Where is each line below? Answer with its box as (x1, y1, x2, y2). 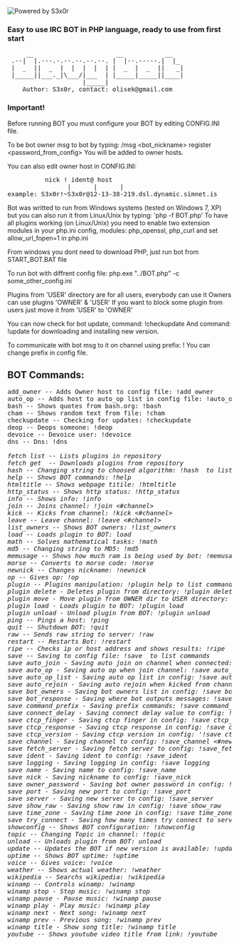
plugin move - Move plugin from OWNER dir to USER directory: (7, 595, 229, 603)
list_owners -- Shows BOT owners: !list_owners (7, 523, 176, 532)
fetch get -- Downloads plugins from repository (7, 459, 184, 468)
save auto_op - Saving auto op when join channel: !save (7, 666, 211, 674)
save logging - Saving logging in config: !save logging (7, 759, 211, 767)
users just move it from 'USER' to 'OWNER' (7, 305, 133, 314)
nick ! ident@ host (45, 176, 113, 183)
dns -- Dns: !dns (7, 438, 68, 446)
